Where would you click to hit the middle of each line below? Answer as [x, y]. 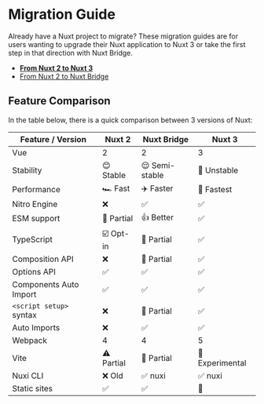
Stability [27, 170]
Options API [34, 271]
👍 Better [158, 217]
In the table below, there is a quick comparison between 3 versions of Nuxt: [130, 120]
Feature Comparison [60, 101]
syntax [24, 315]
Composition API [43, 259]
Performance [36, 190]
